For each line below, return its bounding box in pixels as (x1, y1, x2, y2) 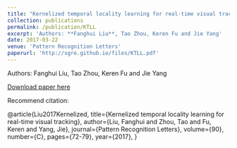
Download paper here (7, 82, 71, 91)
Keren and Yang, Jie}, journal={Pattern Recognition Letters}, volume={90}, (7, 125, 224, 133)
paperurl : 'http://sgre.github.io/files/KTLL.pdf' (7, 50, 159, 57)
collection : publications (7, 17, 83, 24)
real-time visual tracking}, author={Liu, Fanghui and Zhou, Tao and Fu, (7, 117, 212, 125)
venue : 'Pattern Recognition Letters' (7, 43, 121, 50)
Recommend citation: (7, 96, 69, 104)
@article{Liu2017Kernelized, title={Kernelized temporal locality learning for (7, 110, 224, 118)
